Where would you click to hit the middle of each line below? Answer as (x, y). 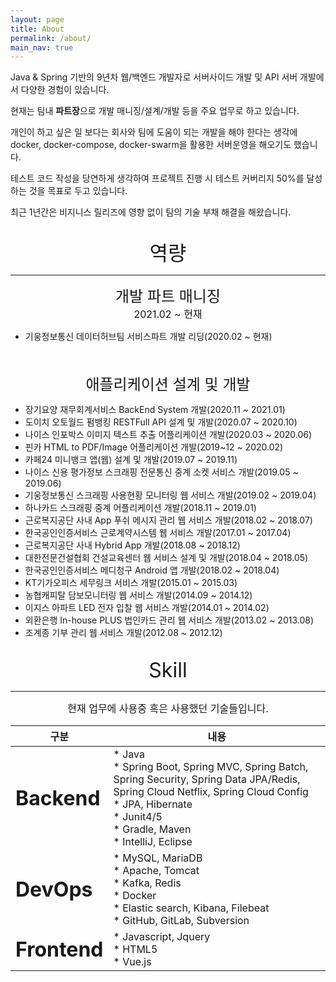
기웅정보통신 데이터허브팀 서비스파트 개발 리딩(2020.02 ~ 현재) (148, 337)
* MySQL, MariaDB (158, 858)
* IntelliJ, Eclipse (153, 842)
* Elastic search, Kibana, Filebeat (191, 908)
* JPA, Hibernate (153, 804)
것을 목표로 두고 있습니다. (78, 191)
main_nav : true (42, 47)
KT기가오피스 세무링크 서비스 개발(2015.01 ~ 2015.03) (131, 583)
